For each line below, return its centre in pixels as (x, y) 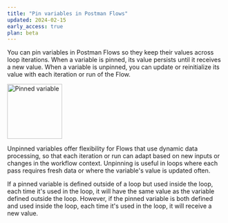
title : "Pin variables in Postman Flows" (68, 13)
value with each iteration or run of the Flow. (69, 75)
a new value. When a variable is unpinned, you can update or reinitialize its (113, 67)
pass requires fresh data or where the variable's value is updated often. (109, 171)
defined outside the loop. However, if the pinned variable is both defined (110, 199)
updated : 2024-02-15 (37, 20)
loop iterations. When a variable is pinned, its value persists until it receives (114, 60)
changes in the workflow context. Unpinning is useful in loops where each (113, 164)
